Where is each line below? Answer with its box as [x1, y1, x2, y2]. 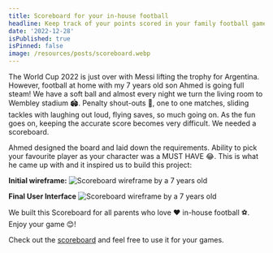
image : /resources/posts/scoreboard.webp [8, 49, 151, 58]
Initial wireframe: [8, 176, 67, 185]
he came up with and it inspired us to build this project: [8, 160, 193, 169]
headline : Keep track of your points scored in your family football [8, 19, 249, 28]
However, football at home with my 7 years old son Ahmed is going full [8, 80, 245, 90]
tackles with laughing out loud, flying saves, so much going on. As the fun [8, 110, 256, 119]
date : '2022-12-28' [8, 27, 75, 35]
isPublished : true [8, 34, 71, 43]
